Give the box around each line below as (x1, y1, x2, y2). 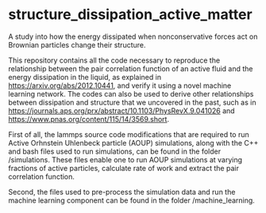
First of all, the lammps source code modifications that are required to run (8, 129, 249, 139)
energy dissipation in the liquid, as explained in (8, 72, 161, 82)
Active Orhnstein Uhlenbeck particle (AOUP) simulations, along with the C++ (8, 138, 259, 147)
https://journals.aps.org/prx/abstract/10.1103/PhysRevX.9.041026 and (8, 105, 236, 116)
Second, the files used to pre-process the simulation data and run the (8, 187, 236, 196)
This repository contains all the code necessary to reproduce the (8, 55, 221, 65)
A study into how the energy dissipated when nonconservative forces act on (8, 32, 258, 41)
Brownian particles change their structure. (8, 40, 146, 49)
